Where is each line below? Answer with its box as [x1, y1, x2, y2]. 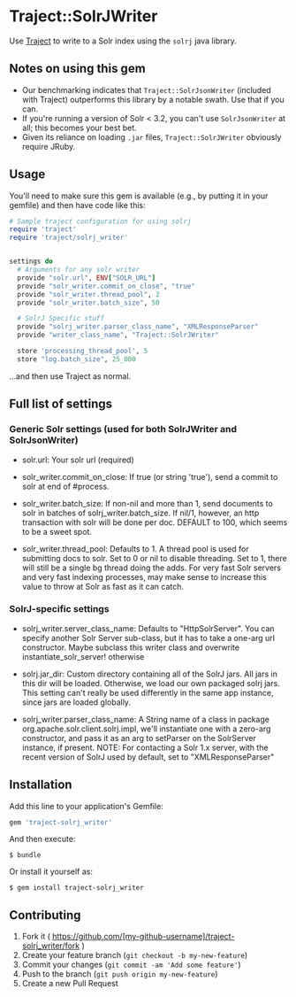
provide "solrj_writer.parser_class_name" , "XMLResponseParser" [17, 322, 259, 331]
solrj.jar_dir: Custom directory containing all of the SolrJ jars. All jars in [21, 669, 278, 679]
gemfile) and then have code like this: [9, 199, 146, 210]
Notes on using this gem [9, 61, 146, 76]
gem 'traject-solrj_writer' [9, 817, 113, 827]
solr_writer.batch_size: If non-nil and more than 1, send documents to [21, 498, 274, 508]
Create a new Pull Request [21, 978, 119, 989]
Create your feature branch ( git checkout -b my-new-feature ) [21, 950, 248, 961]
